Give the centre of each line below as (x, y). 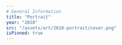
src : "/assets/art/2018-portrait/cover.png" (61, 28)
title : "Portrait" (28, 17)
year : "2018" (22, 22)
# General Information (34, 11)
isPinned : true (25, 33)
